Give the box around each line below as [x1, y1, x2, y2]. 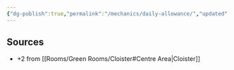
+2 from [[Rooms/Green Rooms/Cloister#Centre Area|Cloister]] [16, 55, 200, 63]
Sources [6, 36, 44, 48]
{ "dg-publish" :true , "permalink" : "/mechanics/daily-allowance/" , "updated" [6, 10, 228, 17]
